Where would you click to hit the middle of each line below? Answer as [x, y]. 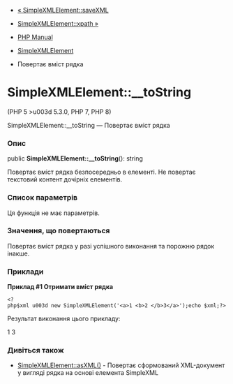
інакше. [18, 253]
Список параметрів [43, 198]
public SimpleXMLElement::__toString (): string [75, 158]
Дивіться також [36, 350]
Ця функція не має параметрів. [53, 213]
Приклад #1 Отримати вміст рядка [60, 287]
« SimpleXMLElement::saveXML [63, 10]
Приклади [25, 272]
